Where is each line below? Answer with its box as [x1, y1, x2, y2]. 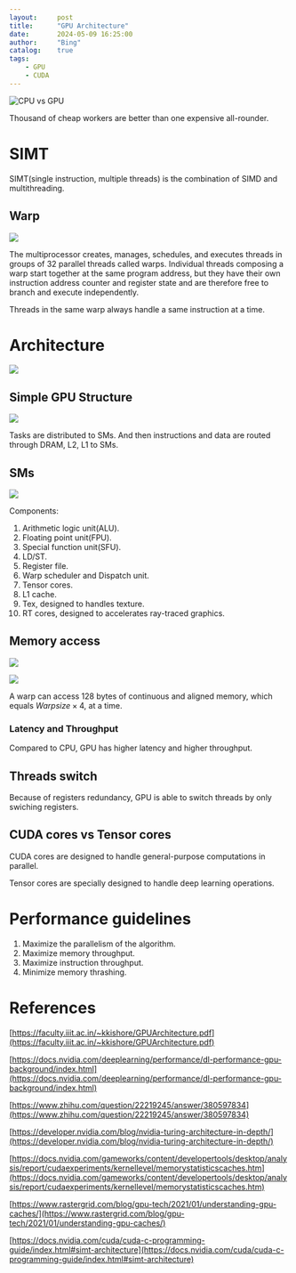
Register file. [21, 561, 69, 572]
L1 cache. [21, 589, 58, 600]
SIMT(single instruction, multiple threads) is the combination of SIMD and [9, 173, 278, 183]
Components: [9, 506, 60, 516]
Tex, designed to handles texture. [21, 598, 145, 610]
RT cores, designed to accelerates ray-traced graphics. [21, 608, 225, 619]
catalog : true [9, 46, 74, 55]
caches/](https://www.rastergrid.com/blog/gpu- [9, 1208, 185, 1219]
